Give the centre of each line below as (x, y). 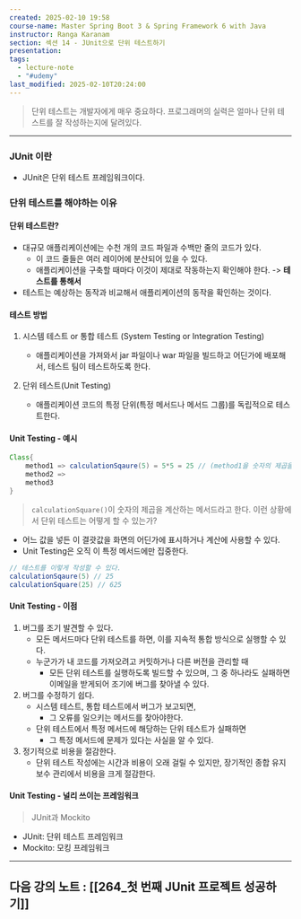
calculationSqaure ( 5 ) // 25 (62, 576)
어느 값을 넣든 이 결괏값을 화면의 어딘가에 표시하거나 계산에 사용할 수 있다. (151, 539)
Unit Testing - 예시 (43, 438)
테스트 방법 (28, 314)
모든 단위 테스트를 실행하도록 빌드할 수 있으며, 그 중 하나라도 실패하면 (170, 672)
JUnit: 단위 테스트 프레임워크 (73, 836)
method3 (39, 483)
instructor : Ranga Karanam (60, 34)
